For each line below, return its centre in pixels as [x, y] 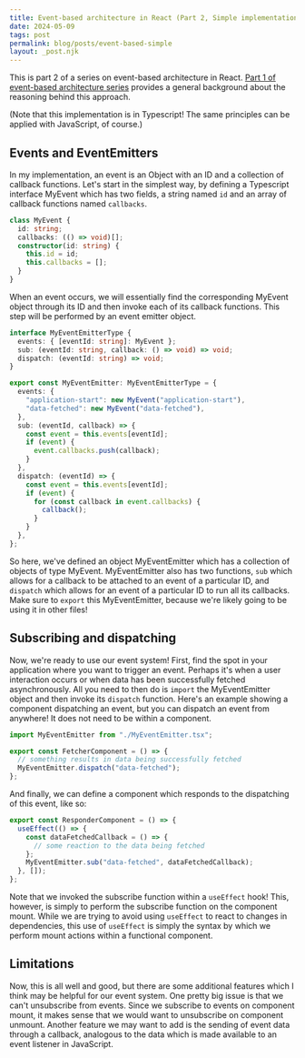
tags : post [30, 35]
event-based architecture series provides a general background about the [148, 87]
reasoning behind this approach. [70, 97]
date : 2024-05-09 [42, 26]
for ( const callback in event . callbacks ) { [117, 501]
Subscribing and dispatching [93, 638]
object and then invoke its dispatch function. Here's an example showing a [149, 699]
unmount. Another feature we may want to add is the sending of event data [150, 1024]
